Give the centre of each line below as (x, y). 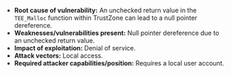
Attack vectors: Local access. (58, 55)
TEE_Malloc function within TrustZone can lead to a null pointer (106, 18)
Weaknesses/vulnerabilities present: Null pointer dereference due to (117, 33)
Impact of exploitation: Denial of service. (75, 48)
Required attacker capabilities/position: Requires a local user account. (119, 63)
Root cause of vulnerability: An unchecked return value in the (105, 10)
